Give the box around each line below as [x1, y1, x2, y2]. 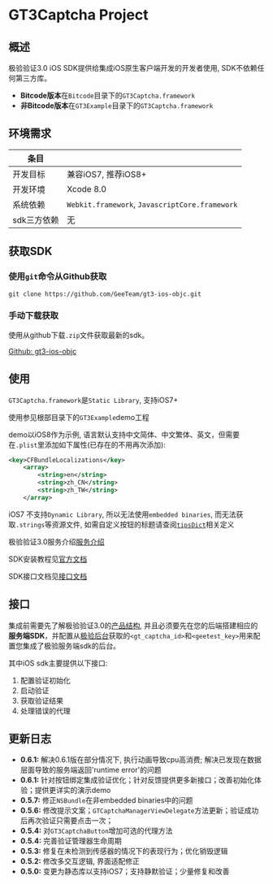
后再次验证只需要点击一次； [19, 816, 114, 825]
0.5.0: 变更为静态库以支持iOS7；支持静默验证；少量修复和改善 [19, 867, 230, 877]
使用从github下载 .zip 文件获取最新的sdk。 [8, 330, 149, 340]
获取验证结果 [19, 695, 63, 705]
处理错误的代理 [19, 705, 71, 716]
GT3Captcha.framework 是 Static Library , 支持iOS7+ [8, 395, 179, 405]
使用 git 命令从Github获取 [8, 271, 107, 282]
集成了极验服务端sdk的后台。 [22, 640, 120, 651]
